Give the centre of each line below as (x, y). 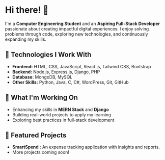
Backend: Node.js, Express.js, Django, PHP (56, 72)
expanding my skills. (26, 39)
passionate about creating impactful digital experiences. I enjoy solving (77, 28)
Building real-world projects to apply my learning (62, 114)
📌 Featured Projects (36, 135)
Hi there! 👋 (27, 10)
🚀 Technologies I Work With (48, 55)
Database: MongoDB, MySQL (42, 77)
